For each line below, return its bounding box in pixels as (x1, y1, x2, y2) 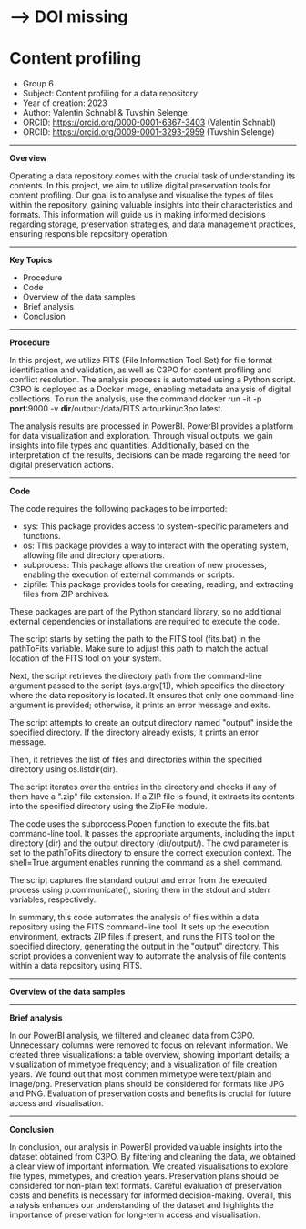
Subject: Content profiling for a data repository (22, 88, 199, 99)
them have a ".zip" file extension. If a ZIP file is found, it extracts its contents (9, 791, 295, 802)
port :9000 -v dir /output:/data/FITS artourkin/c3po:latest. (9, 403, 223, 414)
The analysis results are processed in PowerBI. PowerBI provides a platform (9, 421, 294, 432)
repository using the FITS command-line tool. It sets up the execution (9, 921, 270, 932)
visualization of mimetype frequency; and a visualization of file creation (9, 1059, 278, 1071)
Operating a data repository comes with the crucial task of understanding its (9, 170, 296, 181)
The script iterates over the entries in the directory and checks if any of (9, 781, 277, 793)
